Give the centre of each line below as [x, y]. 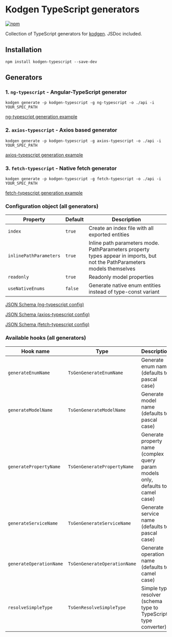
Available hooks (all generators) [46, 338]
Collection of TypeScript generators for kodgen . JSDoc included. [74, 33]
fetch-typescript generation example [44, 193]
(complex [153, 454]
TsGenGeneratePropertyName [101, 466]
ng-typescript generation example [41, 117]
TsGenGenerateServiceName [100, 523]
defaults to [154, 486]
